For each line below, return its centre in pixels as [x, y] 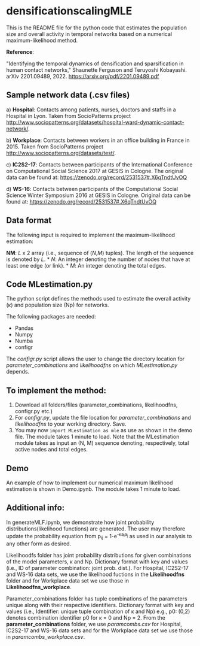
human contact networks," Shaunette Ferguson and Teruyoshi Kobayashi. [96, 69]
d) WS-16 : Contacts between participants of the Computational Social [92, 189]
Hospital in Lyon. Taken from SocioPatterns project [69, 116]
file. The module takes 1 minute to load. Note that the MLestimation [97, 437]
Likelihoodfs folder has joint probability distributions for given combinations [99, 556]
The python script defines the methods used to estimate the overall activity [99, 299]
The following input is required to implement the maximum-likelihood [90, 235]
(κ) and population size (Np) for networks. [58, 305]
